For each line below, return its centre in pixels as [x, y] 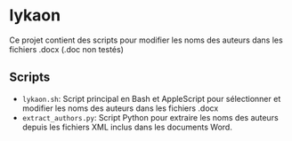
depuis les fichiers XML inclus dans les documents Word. [127, 127]
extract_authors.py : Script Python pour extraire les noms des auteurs [150, 117]
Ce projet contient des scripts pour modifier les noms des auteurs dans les [146, 40]
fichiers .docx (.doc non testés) [67, 49]
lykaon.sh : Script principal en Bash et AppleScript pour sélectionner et [151, 98]
